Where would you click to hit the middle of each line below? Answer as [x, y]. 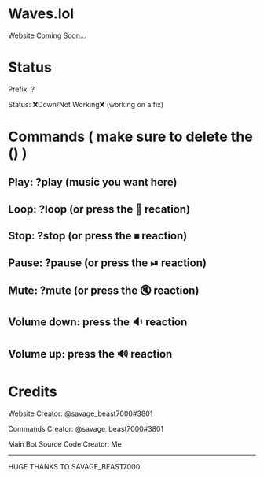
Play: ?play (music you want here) [93, 182]
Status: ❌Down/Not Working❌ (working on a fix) [86, 104]
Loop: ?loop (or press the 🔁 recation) [99, 209]
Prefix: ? [22, 89]
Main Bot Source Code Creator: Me [65, 444]
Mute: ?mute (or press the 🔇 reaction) [104, 291]
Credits [33, 391]
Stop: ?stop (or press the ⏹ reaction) [98, 236]
